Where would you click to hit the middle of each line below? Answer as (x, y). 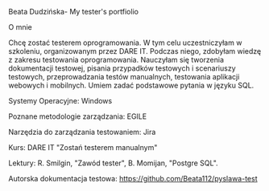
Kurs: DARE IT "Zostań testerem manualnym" (83, 147)
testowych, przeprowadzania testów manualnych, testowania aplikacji (124, 77)
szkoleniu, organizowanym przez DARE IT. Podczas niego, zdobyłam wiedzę (135, 51)
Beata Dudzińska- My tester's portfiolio (74, 12)
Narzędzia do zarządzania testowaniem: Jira (82, 132)
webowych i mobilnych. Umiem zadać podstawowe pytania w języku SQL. (131, 85)
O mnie (20, 27)
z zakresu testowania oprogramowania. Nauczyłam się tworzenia (116, 60)
